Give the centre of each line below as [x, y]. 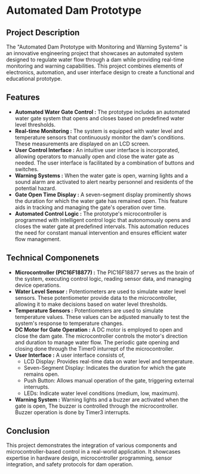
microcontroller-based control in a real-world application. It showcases [93, 452]
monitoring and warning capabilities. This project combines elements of [94, 66]
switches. [27, 169]
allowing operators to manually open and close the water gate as [94, 156]
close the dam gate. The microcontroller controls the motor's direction [101, 336]
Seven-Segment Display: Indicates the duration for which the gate [105, 367]
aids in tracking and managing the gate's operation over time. [90, 207]
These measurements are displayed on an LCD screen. [82, 144]
